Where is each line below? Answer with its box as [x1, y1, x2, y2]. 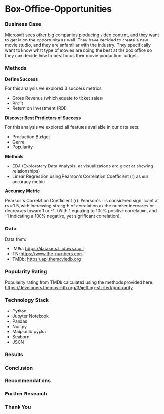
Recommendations [5, 377, 51, 384]
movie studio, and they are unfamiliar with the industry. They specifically [5, 42, 151, 48]
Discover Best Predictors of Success [5, 115, 81, 121]
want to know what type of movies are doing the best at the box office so [5, 47, 152, 53]
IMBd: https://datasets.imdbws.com [12, 246, 84, 252]
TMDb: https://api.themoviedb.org [12, 256, 81, 262]
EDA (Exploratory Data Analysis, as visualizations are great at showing [12, 163, 154, 169]
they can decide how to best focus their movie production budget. [5, 53, 138, 59]
